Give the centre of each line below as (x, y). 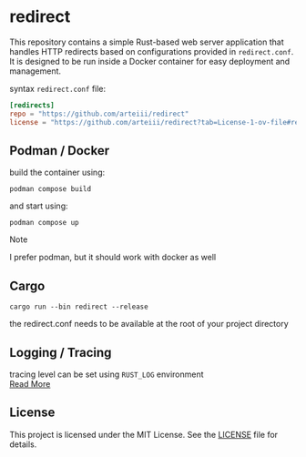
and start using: (39, 206)
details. (23, 444)
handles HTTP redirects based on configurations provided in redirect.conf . (152, 51)
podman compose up (44, 223)
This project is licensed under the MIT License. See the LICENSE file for (144, 434)
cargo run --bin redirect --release (79, 307)
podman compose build (51, 189)
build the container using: (57, 173)
